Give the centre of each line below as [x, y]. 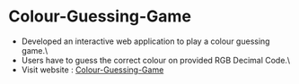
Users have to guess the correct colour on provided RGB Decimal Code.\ [156, 60]
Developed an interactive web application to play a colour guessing [145, 41]
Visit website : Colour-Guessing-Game [92, 70]
